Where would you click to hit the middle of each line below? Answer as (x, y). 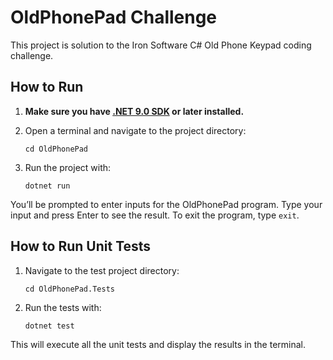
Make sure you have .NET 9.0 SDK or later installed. (134, 111)
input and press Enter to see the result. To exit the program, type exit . (155, 215)
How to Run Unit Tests (81, 246)
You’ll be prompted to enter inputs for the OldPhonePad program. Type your (166, 204)
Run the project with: (68, 167)
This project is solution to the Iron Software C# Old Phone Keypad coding (161, 45)
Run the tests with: (63, 307)
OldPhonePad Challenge (114, 17)
